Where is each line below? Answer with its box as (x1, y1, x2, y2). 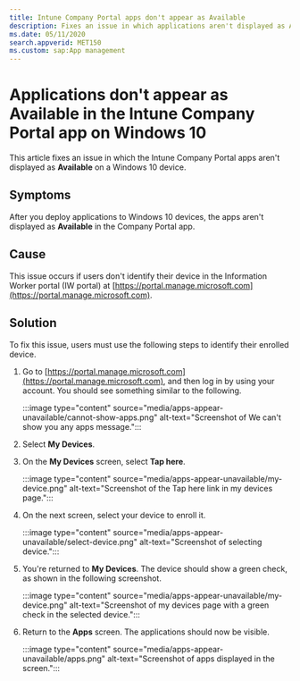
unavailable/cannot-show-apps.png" (21, 412, 158, 423)
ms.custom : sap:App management (9, 46, 126, 55)
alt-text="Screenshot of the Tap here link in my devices (69, 483, 273, 493)
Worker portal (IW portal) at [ (9, 280, 116, 290)
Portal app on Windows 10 (9, 122, 207, 143)
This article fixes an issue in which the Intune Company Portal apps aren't (9, 153, 280, 164)
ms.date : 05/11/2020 (9, 29, 87, 38)
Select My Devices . (21, 439, 96, 450)
